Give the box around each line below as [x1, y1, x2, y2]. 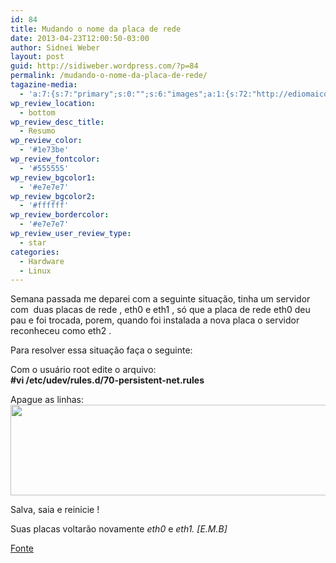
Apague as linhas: [10, 394, 84, 406]
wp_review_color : [10, 136, 83, 146]
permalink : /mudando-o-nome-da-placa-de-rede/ [10, 71, 208, 81]
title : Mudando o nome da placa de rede [10, 24, 182, 34]
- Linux [19, 266, 52, 276]
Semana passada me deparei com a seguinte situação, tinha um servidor [10, 293, 311, 305]
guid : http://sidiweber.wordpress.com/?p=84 [10, 61, 199, 71]
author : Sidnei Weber [10, 42, 101, 53]
